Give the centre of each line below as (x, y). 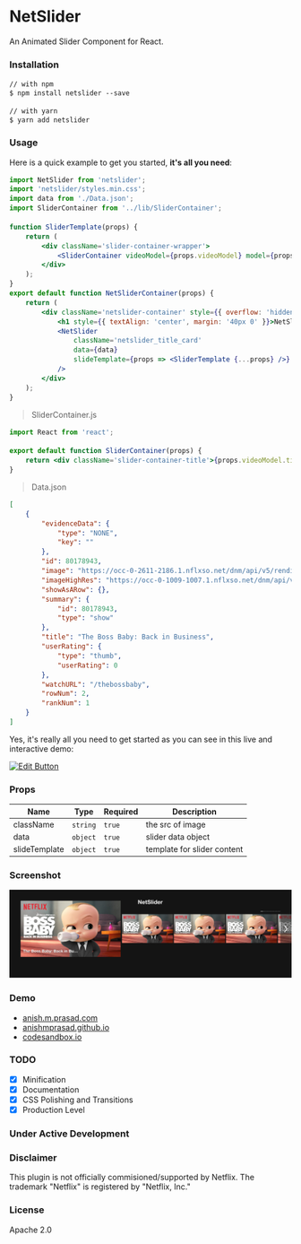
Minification (44, 1079)
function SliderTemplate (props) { (74, 227)
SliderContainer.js (64, 414)
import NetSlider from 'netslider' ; (77, 180)
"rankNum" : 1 (66, 703)
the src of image (176, 824)
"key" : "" (75, 543)
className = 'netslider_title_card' (138, 341)
